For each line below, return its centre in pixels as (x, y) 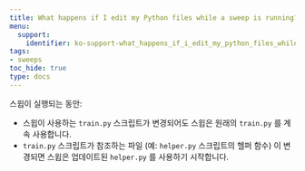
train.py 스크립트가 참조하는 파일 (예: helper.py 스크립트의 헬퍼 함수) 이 (152, 145)
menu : (20, 26)
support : (34, 34)
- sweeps (26, 60)
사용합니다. (52, 134)
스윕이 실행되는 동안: (46, 103)
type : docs (30, 77)
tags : (20, 52)
